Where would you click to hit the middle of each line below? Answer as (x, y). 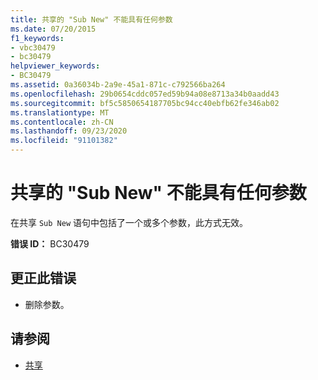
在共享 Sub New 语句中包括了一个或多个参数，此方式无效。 (129, 222)
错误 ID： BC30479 (50, 243)
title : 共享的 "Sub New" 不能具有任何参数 (91, 19)
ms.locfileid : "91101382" (64, 141)
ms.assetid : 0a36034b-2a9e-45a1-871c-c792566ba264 (118, 85)
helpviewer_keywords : (55, 66)
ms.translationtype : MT (60, 112)
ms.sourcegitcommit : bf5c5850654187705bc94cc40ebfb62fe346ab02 (145, 103)
